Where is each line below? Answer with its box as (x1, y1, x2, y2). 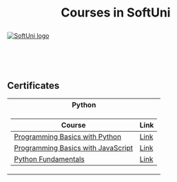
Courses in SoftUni (61, 5, 171, 21)
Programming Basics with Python (14, 132, 122, 141)
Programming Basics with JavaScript (14, 143, 133, 152)
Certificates (7, 79, 60, 91)
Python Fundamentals (14, 154, 85, 163)
